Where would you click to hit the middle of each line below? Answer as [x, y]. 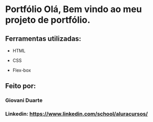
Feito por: [21, 86]
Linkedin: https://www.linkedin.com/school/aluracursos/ [76, 114]
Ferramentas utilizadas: [43, 39]
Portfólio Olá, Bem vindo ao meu [73, 9]
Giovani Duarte [24, 100]
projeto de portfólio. [48, 20]
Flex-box [22, 70]
